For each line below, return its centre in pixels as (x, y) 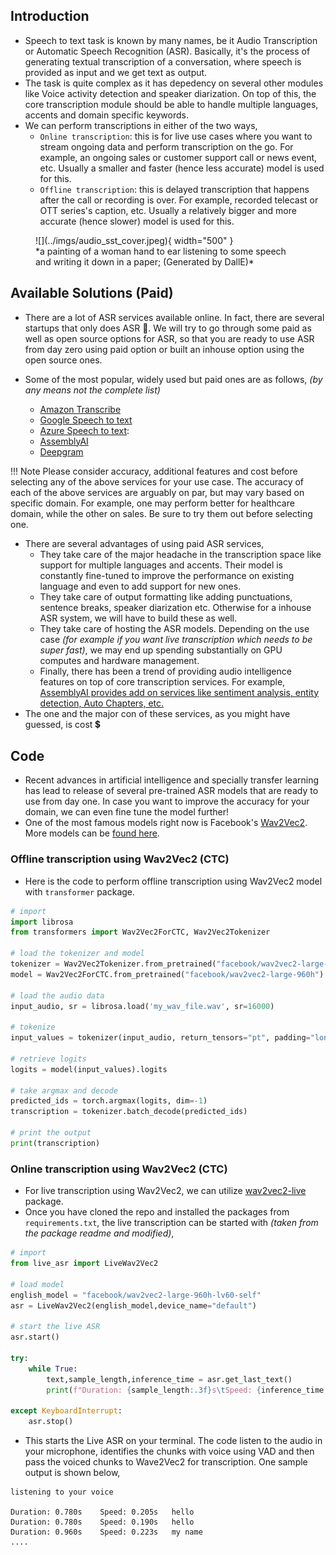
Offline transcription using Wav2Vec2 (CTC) (120, 859)
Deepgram (61, 451)
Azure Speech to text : (84, 430)
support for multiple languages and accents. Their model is (161, 565)
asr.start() (35, 1337)
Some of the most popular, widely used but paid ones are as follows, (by (173, 379)
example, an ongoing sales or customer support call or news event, (178, 157)
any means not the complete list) (92, 390)
